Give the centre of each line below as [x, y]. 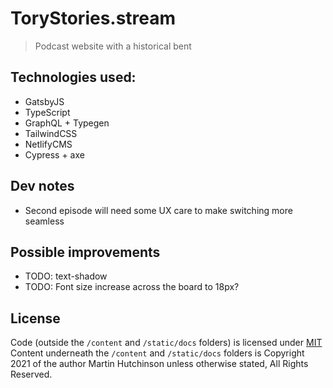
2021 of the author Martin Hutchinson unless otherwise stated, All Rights [159, 364]
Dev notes [42, 186]
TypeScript [47, 112]
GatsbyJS [44, 101]
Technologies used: [73, 77]
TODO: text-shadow [66, 276]
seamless [44, 221]
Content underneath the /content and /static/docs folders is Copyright [157, 353]
